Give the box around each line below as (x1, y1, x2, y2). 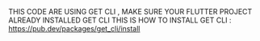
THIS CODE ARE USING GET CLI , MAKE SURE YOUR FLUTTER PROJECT (8, 7, 253, 16)
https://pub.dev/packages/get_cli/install (8, 24, 140, 33)
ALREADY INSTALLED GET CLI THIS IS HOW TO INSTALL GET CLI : (8, 15, 232, 25)
